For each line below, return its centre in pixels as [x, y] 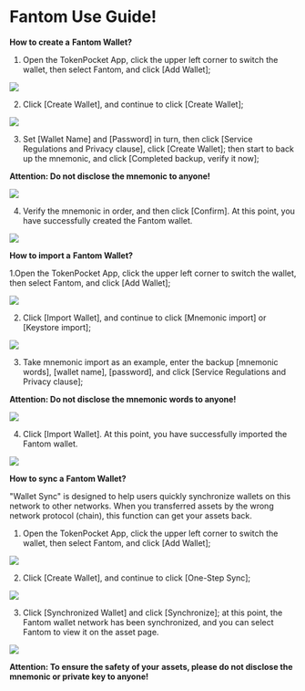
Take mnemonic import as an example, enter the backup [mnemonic [151, 361]
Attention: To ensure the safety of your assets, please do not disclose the [151, 666]
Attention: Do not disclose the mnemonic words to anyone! [123, 399]
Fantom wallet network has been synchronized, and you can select [148, 622]
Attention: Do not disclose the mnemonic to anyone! [110, 176]
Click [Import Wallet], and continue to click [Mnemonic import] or [144, 318]
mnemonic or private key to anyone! [79, 676]
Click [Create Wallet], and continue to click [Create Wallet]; [133, 104]
